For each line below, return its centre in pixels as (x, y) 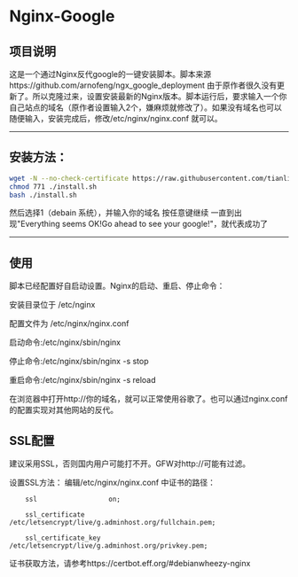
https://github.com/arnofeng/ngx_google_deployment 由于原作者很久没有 (143, 85)
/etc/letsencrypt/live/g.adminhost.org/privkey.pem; (109, 546)
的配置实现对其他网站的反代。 (63, 410)
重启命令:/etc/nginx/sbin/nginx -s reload (83, 380)
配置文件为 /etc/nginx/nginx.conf (69, 324)
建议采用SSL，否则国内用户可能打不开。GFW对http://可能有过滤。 (130, 464)
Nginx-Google (62, 16)
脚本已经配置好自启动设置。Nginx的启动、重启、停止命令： (117, 286)
